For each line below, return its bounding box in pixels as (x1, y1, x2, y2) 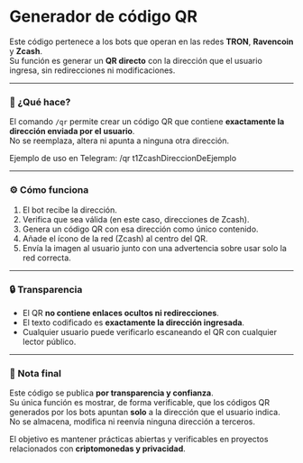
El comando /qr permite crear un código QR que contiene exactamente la (9, 116, 285, 127)
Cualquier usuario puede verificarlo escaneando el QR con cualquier (22, 326, 278, 337)
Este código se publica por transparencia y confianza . (9, 387, 214, 398)
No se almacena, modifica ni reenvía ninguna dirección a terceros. (9, 416, 255, 427)
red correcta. (22, 252, 72, 263)
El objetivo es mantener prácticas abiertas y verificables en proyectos (9, 434, 269, 445)
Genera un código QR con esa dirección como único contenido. (22, 223, 259, 234)
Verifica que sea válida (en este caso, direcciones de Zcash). (22, 213, 250, 224)
